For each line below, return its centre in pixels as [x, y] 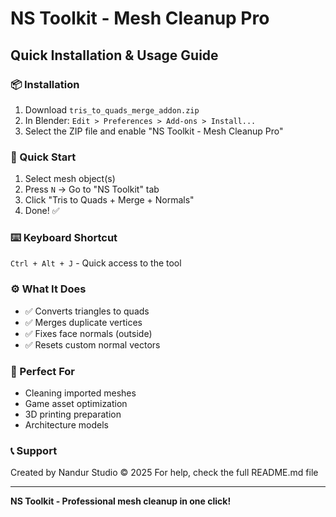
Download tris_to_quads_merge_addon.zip [112, 109]
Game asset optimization [76, 404]
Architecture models [66, 425]
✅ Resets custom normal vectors [92, 344]
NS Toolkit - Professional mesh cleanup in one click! [121, 501]
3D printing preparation [73, 414]
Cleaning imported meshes [80, 393]
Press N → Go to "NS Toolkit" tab [92, 189]
